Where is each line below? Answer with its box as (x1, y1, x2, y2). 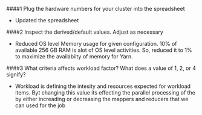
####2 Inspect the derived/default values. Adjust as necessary (6, 28, 163, 36)
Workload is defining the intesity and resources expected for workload (15, 82, 191, 90)
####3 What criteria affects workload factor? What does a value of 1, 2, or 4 (6, 64, 197, 72)
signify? (6, 71, 26, 78)
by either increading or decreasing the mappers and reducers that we (15, 96, 189, 102)
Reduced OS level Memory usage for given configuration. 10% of (15, 40, 177, 47)
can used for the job (15, 102, 66, 109)
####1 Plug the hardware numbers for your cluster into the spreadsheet (6, 5, 185, 12)
